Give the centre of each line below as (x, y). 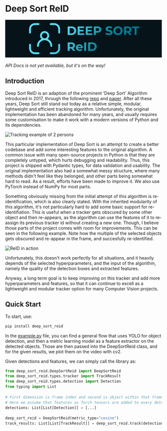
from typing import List (31, 387)
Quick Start (23, 304)
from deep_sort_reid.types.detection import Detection (63, 382)
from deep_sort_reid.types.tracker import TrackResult (63, 376)
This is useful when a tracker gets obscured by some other (92, 212)
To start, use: (19, 316)
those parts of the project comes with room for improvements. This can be (81, 228)
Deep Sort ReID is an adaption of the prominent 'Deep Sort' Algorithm (76, 93)
